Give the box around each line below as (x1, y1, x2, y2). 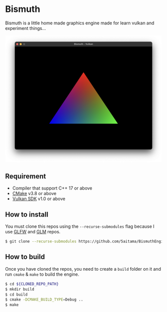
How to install (5, 210, 49, 218)
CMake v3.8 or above (12, 191, 57, 197)
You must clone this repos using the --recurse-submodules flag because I (5, 223, 155, 229)
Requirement (5, 172, 46, 180)
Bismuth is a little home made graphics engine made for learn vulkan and (5, 20, 155, 26)
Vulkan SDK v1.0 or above (12, 196, 66, 202)
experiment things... (5, 25, 46, 31)
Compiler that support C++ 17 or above (12, 185, 93, 191)
